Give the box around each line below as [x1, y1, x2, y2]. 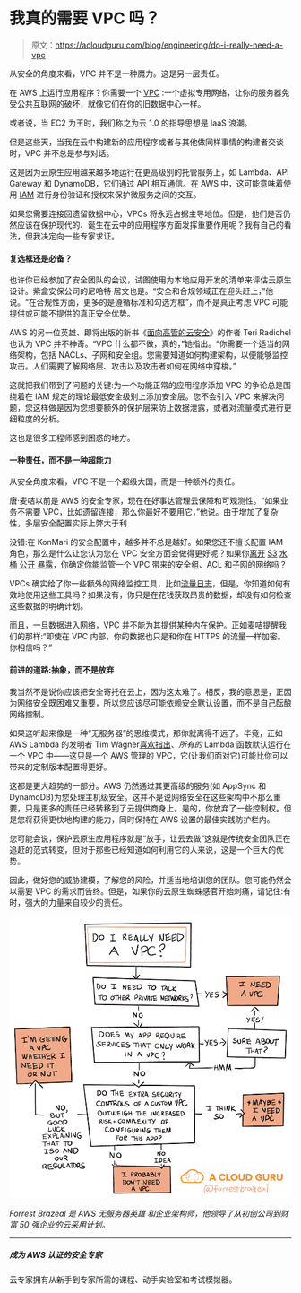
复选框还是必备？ [9, 253, 73, 264]
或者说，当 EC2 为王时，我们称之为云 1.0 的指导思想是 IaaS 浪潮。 [9, 117, 253, 128]
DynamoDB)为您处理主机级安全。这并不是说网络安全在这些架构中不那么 [9, 791, 274, 803]
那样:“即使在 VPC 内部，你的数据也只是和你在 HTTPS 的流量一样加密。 [24, 631, 286, 642]
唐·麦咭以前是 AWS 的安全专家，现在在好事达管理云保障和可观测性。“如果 [9, 495, 280, 507]
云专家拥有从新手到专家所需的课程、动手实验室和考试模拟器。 [9, 1274, 237, 1285]
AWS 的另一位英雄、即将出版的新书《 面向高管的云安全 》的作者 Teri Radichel [9, 327, 291, 338]
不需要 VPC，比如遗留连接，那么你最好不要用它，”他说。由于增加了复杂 [16, 507, 279, 517]
